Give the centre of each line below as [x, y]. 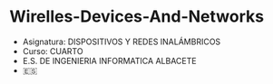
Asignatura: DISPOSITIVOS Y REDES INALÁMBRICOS [122, 42]
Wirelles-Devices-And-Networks [137, 17]
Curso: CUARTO [53, 51]
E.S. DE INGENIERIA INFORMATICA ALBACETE [109, 61]
